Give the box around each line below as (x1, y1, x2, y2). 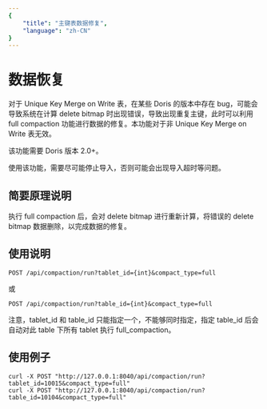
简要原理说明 (8, 189, 72, 202)
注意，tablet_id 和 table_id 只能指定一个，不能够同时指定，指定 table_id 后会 (8, 315, 259, 324)
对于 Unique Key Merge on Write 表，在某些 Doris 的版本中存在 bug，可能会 (8, 99, 258, 109)
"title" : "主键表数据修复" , (22, 19, 108, 27)
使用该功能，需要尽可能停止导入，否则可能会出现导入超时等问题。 (8, 163, 225, 173)
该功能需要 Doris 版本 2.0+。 (8, 146, 103, 156)
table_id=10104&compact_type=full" (8, 393, 127, 401)
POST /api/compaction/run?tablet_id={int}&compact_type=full (8, 269, 217, 277)
